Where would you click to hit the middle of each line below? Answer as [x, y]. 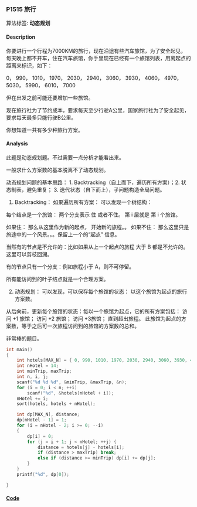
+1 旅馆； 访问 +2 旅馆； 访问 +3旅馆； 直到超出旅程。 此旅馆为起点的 [97, 318]
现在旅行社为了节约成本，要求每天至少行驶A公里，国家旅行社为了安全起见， [98, 110]
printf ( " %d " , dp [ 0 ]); [43, 474]
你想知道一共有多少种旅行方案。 [45, 130]
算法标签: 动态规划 [28, 23]
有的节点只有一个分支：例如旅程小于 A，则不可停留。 [70, 266]
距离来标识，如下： [29, 65]
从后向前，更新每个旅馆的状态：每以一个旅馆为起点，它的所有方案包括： [93, 311]
